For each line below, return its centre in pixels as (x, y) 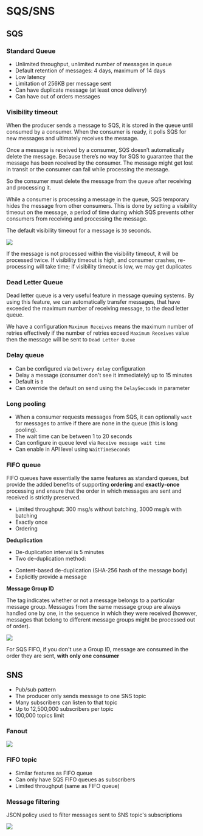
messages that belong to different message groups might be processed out (101, 620)
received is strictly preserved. (43, 498)
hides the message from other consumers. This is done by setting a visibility (102, 206)
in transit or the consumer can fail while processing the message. (88, 170)
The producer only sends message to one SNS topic (81, 696)
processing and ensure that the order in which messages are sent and (94, 491)
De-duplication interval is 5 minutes (60, 552)
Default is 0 (29, 382)
